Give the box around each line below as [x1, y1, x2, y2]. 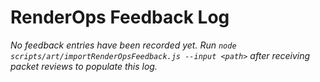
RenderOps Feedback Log [10, 6, 230, 29]
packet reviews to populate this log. [10, 60, 158, 72]
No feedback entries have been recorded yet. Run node [10, 39, 237, 51]
